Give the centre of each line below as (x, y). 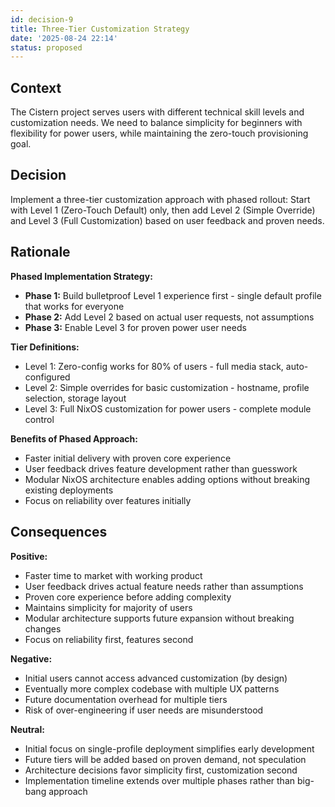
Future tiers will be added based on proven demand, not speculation (165, 759)
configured (47, 377)
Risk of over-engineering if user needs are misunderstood (144, 710)
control (39, 419)
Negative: (31, 658)
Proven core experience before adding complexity (128, 597)
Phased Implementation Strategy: (81, 276)
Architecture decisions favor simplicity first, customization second (161, 770)
